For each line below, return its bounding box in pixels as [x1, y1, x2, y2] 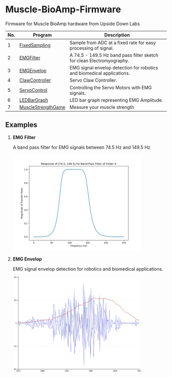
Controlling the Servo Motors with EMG [70, 84, 152, 90]
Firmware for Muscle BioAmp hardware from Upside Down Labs [5, 21, 140, 27]
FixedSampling [19, 42, 51, 48]
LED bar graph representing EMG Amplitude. [70, 97, 163, 103]
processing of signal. [70, 45, 114, 51]
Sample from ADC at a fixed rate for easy [70, 40, 156, 46]
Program [33, 32, 52, 38]
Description [104, 32, 130, 38]
